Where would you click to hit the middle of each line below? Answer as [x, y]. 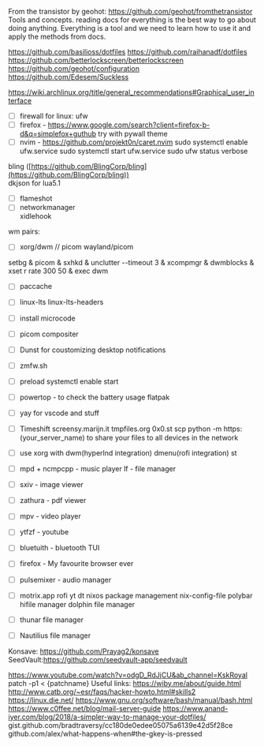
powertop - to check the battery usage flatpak [95, 397]
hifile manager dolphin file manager [77, 604]
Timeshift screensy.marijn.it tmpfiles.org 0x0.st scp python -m [121, 429]
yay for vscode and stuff [59, 413]
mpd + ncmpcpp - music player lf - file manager [97, 469]
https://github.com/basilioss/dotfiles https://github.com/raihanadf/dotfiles [128, 52]
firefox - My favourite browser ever [76, 564]
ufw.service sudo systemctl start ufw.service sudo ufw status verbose [134, 151]
